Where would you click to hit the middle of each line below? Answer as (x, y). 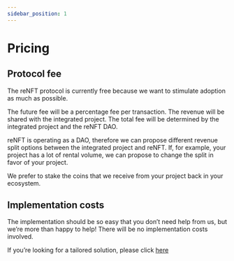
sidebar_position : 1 (37, 14)
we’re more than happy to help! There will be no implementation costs (108, 229)
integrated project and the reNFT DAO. (63, 126)
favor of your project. (38, 162)
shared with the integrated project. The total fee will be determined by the (113, 119)
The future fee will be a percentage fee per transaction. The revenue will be (116, 112)
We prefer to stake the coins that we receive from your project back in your (115, 176)
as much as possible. (38, 98)
